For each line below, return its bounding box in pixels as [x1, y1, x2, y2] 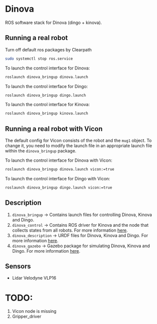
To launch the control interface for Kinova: [5, 102, 90, 108]
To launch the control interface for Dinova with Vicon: [5, 157, 113, 163]
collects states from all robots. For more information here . [12, 227, 128, 233]
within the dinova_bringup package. [5, 148, 77, 154]
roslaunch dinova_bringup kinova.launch [5, 111, 89, 116]
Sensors [5, 262, 31, 271]
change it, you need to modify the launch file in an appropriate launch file [5, 143, 152, 149]
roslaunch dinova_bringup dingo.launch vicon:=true [5, 185, 112, 190]
